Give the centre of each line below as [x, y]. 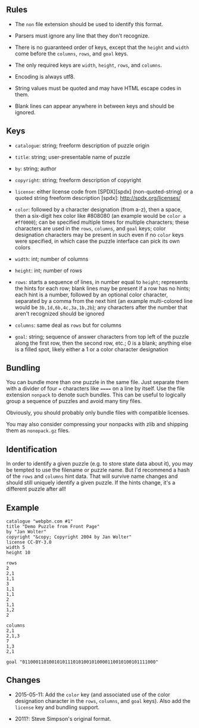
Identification [32, 449]
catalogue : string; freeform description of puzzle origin [82, 145]
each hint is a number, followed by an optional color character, [91, 295]
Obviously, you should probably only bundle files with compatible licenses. [98, 413]
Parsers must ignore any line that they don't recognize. [82, 36]
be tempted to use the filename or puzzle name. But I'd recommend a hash [98, 470]
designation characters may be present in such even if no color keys [99, 235]
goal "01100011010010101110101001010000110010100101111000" [83, 662]
